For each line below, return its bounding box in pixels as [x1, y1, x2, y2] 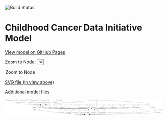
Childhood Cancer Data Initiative [5, 22, 143, 33]
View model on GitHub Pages [5, 49, 66, 55]
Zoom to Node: [5, 59, 36, 65]
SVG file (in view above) [5, 79, 55, 85]
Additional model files [5, 89, 50, 95]
